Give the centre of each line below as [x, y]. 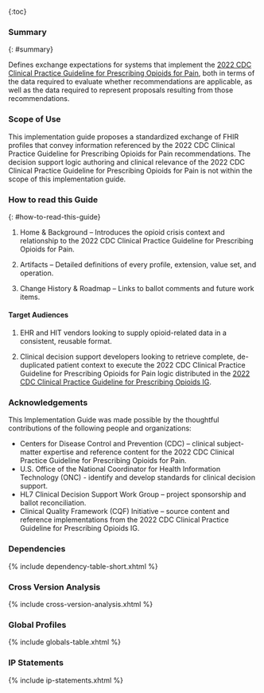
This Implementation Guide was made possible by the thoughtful [114, 420]
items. [30, 297]
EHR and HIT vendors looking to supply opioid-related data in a [123, 333]
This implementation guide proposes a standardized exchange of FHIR [124, 136]
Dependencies [37, 549]
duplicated [37, 365]
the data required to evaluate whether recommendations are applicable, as [130, 82]
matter [31, 452]
